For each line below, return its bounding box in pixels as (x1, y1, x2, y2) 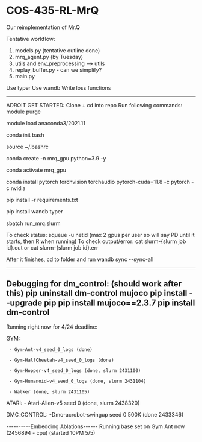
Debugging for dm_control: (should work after (6, 279, 182, 289)
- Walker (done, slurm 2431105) (8, 388, 90, 395)
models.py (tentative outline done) (14, 46, 100, 54)
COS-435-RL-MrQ (6, 4, 99, 17)
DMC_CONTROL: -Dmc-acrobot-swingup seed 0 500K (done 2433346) (6, 411, 184, 418)
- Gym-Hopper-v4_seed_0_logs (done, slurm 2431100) (8, 367, 141, 374)
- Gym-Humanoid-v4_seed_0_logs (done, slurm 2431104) (8, 378, 147, 384)
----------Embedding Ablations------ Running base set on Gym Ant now (6, 423, 185, 430)
